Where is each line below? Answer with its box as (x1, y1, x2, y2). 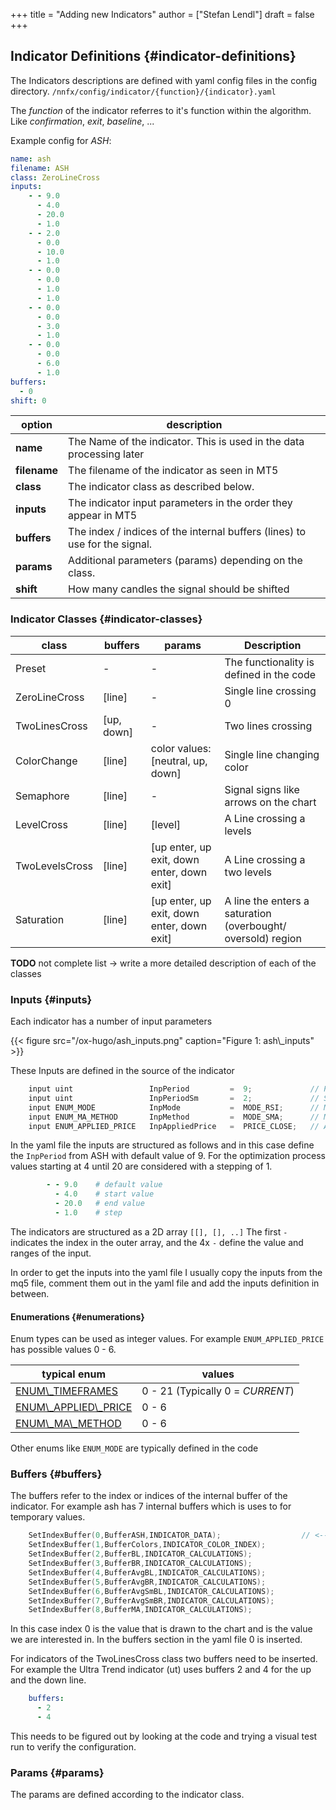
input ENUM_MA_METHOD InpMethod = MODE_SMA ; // (28, 1112, 320, 1122)
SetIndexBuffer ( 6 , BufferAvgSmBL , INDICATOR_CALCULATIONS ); (28, 1586, 275, 1596)
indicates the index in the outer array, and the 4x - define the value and (10, 1236, 304, 1248)
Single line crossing (224, 684, 317, 698)
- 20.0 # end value (54, 1199, 145, 1209)
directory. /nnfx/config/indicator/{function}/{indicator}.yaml (10, 85, 277, 97)
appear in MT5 (68, 509, 138, 523)
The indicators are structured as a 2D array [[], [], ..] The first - (10, 1225, 288, 1238)
